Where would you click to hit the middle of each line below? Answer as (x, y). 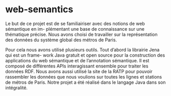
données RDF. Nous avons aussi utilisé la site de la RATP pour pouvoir (79, 71)
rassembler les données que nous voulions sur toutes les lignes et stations (84, 77)
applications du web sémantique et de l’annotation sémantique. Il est (77, 60)
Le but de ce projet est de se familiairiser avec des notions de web (75, 23)
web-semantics (39, 9)
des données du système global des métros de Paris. (61, 40)
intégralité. (17, 87)
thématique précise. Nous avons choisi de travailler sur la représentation (81, 34)
